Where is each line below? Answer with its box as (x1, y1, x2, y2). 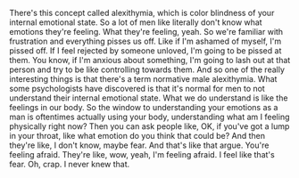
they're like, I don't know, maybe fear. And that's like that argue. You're (9, 140, 270, 150)
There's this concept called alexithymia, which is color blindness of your (9, 8, 275, 18)
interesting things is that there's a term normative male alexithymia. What (9, 74, 278, 84)
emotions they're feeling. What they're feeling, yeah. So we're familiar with (9, 27, 284, 36)
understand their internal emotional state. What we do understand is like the (9, 93, 288, 103)
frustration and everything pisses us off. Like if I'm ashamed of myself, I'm (9, 36, 282, 46)
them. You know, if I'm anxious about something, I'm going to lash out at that (9, 55, 291, 65)
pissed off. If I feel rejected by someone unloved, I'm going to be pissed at (9, 45, 282, 56)
